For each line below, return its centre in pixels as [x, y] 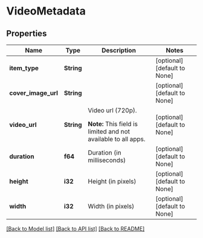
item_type [24, 68]
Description [119, 50]
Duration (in [105, 153]
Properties [27, 34]
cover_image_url [34, 93]
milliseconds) [107, 160]
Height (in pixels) [112, 181]
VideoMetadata [46, 11]
